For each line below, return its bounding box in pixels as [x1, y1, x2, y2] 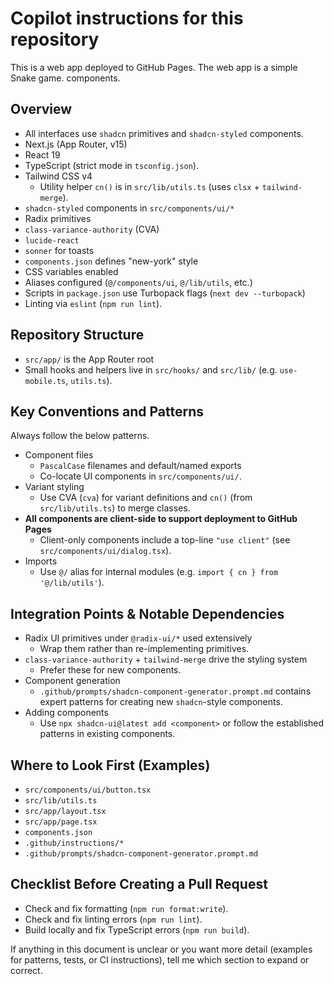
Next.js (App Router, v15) [24, 138, 128, 150]
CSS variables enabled [24, 265, 119, 277]
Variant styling [24, 481, 85, 493]
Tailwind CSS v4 [24, 170, 93, 182]
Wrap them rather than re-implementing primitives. [39, 643, 250, 655]
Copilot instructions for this [10, 7, 244, 30]
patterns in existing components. [39, 728, 176, 740]
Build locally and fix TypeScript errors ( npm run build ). [24, 923, 250, 936]
